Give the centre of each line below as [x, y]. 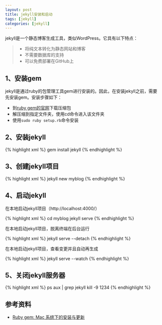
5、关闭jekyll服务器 [35, 275]
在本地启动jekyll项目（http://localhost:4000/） [53, 208]
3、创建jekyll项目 [32, 166]
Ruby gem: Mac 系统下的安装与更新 [49, 317]
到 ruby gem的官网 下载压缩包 [42, 108]
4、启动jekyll [26, 195]
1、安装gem [23, 78]
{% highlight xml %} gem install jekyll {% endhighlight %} [64, 150]
